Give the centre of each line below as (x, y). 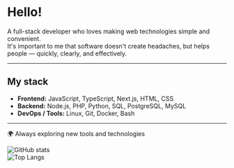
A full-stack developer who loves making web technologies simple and (109, 31)
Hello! (25, 12)
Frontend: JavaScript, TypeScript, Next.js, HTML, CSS (95, 99)
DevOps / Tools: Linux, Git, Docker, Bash (76, 113)
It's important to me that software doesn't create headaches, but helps (109, 46)
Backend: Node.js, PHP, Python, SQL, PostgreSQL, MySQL (102, 106)
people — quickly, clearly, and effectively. (67, 53)
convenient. (24, 38)
